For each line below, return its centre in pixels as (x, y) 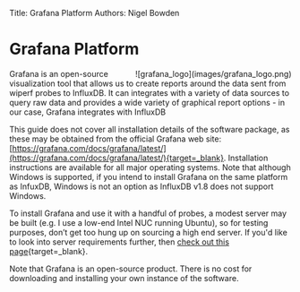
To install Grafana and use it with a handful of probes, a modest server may (148, 213)
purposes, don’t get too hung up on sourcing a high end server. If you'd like (149, 232)
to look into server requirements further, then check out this (120, 242)
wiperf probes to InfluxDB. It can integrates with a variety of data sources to (149, 92)
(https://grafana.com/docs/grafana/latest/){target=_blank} (116, 158)
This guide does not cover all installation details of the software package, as (150, 129)
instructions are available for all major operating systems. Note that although (150, 167)
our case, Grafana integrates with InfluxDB (88, 112)
